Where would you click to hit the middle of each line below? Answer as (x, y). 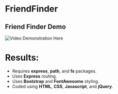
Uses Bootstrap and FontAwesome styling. (56, 81)
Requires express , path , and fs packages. (54, 71)
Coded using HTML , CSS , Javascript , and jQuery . (62, 86)
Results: (22, 58)
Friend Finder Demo (36, 27)
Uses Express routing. (34, 76)
